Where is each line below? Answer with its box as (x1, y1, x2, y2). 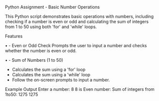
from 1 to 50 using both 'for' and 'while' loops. (5, 24, 97, 30)
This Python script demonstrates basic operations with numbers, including (5, 14, 154, 19)
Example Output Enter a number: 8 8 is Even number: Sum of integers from (5, 86, 155, 92)
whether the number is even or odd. (5, 48, 77, 53)
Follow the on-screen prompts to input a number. (12, 77, 110, 83)
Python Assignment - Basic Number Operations (5, 4, 100, 10)
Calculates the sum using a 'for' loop (12, 67, 86, 72)
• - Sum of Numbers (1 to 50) (5, 57, 64, 63)
